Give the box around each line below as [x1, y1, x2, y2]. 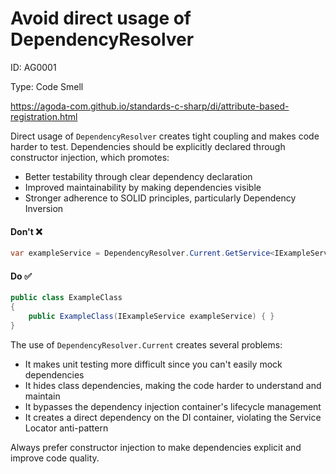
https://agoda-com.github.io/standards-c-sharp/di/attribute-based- [10, 100, 290, 112]
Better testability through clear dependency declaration [24, 170, 253, 182]
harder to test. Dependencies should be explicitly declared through [10, 140, 286, 152]
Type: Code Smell [10, 80, 84, 92]
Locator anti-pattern [24, 422, 109, 434]
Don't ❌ [10, 225, 43, 237]
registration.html [10, 110, 78, 122]
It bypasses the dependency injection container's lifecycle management [24, 400, 322, 412]
